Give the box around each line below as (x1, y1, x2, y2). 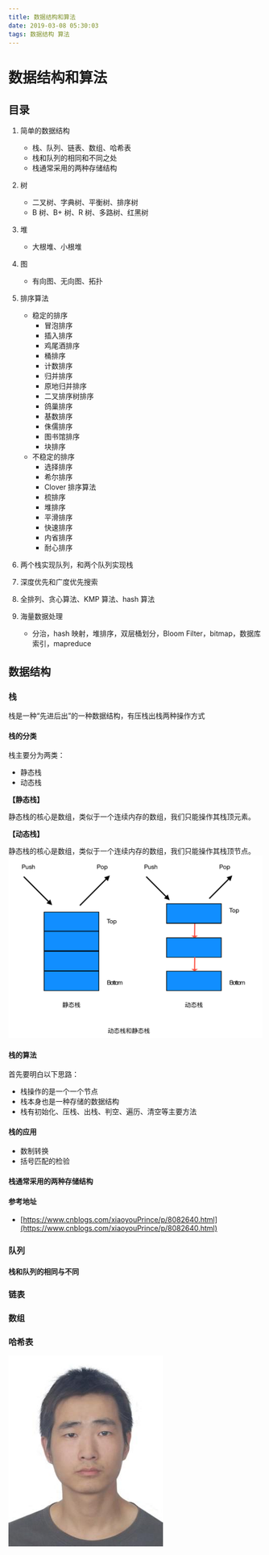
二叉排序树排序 (43, 392, 94, 401)
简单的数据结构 (19, 126, 70, 136)
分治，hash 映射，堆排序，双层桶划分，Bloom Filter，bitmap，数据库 (31, 628, 262, 638)
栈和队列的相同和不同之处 (31, 153, 118, 163)
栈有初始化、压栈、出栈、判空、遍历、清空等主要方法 (19, 1107, 197, 1116)
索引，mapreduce (31, 639, 92, 649)
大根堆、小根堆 (31, 242, 82, 252)
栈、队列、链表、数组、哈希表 (31, 143, 131, 153)
